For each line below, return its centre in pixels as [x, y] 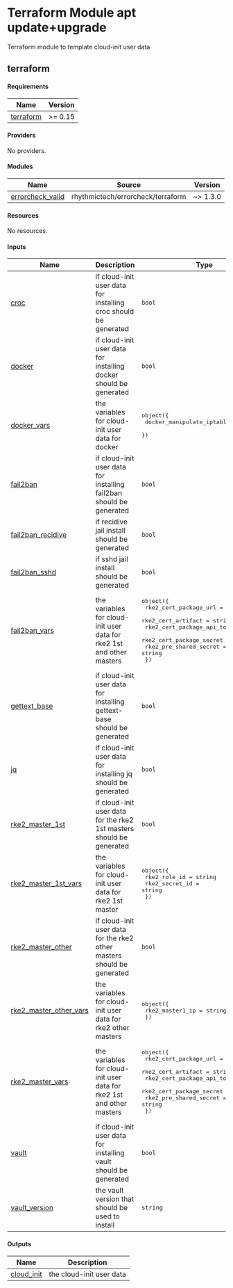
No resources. [27, 231]
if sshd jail [112, 559]
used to [107, 1216]
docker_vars [31, 426]
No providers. [27, 150]
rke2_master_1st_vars [46, 883]
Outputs [19, 1243]
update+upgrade [57, 27]
